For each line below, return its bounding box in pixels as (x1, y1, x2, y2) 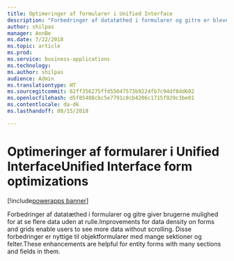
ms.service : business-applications (7, 56, 111, 63)
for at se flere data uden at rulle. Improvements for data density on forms (7, 217, 214, 225)
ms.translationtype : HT (7, 82, 77, 89)
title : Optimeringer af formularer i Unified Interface (7, 10, 173, 17)
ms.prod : (7, 50, 33, 57)
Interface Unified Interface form (7, 158, 193, 174)
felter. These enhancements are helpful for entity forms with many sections (7, 239, 221, 248)
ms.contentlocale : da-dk (7, 101, 79, 108)
